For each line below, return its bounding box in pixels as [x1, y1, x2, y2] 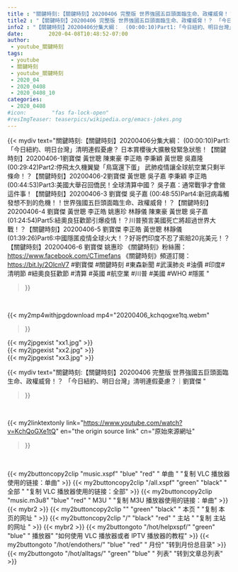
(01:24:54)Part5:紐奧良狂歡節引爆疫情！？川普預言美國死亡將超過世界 [7, 215, 210, 224]
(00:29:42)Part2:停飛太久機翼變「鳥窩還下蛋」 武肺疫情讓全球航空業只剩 [7, 162, 220, 171]
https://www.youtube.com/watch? [83, 418, 183, 427]
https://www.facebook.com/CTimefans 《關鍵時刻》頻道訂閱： [7, 251, 191, 259]
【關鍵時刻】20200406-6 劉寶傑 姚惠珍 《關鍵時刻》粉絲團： [7, 242, 188, 251]
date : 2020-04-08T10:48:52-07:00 [7, 30, 129, 38]
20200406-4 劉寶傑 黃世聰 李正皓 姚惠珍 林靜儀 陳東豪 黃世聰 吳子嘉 [7, 207, 209, 215]
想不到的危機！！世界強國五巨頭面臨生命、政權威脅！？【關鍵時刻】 [13, 198, 212, 206]
